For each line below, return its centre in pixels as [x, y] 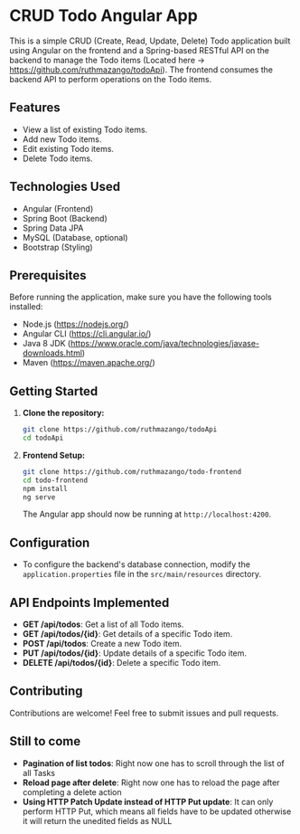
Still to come [45, 741]
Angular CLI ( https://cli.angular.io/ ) [87, 334]
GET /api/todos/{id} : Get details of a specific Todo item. [127, 634]
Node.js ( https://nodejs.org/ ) [75, 324]
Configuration [50, 542]
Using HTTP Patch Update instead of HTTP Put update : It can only [148, 801]
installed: [26, 307]
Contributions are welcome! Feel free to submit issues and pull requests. [144, 713]
